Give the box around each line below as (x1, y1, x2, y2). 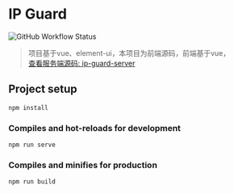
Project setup (8, 82, 78, 96)
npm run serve (8, 141, 56, 150)
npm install (8, 103, 48, 112)
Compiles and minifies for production (8, 159, 157, 171)
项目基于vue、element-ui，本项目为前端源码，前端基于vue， (27, 48, 231, 57)
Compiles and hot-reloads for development (8, 122, 182, 133)
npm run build (8, 178, 56, 186)
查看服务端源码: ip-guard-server (27, 58, 136, 68)
